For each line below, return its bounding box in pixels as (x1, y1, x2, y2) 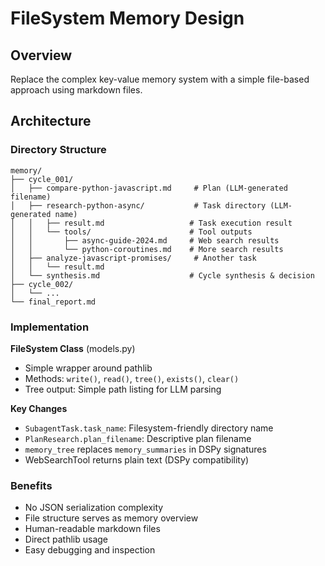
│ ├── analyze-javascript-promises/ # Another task (10, 253, 257, 263)
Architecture (10, 113, 92, 130)
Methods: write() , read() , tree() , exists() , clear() (24, 372, 240, 384)
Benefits (10, 478, 53, 492)
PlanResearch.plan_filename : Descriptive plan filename (24, 432, 252, 444)
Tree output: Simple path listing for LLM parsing (24, 383, 222, 395)
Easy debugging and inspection (24, 544, 156, 556)
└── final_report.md (10, 297, 97, 307)
